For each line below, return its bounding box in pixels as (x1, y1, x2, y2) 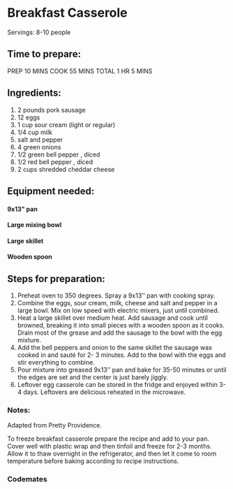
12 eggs (17, 113, 40, 122)
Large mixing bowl (7, 221, 62, 229)
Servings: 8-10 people (7, 28, 71, 36)
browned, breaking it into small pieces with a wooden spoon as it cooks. (17, 321, 225, 330)
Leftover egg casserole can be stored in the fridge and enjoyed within (17, 381, 218, 389)
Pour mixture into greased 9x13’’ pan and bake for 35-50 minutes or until (17, 365, 227, 374)
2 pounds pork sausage (17, 105, 86, 114)
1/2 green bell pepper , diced (17, 150, 100, 159)
